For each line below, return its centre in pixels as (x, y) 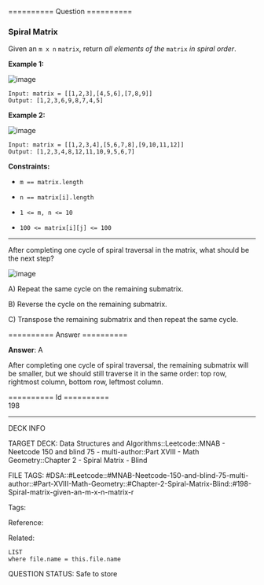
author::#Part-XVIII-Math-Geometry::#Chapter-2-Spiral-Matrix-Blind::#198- (130, 484)
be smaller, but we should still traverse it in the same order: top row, (117, 374)
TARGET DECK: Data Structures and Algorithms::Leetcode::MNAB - (117, 443)
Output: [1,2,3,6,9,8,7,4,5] (56, 101)
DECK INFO (27, 428)
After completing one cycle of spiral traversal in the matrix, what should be (129, 250)
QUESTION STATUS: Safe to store (63, 574)
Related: (22, 538)
